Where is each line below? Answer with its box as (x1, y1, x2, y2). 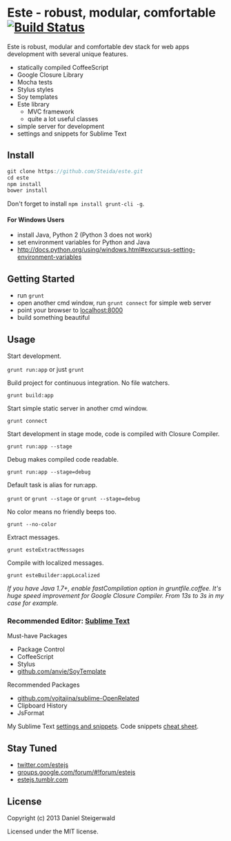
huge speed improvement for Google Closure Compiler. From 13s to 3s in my (7, 592, 224, 600)
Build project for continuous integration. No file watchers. (7, 379, 170, 387)
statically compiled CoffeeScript (17, 63, 109, 71)
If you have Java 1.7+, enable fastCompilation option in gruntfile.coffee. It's (7, 584, 222, 593)
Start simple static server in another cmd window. (7, 404, 148, 413)
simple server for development (17, 122, 105, 130)
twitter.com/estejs (17, 761, 69, 769)
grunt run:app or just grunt (7, 365, 84, 374)
